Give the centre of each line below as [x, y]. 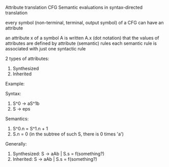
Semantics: [17, 119]
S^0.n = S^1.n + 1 [30, 129]
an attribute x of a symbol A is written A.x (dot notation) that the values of [82, 38]
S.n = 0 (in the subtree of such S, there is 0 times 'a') [68, 134]
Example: [15, 84]
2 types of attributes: [27, 59]
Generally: [16, 144]
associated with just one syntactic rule [46, 49]
